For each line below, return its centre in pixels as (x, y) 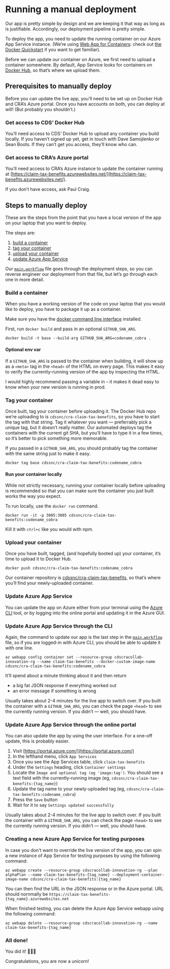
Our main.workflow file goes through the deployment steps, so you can (79, 269)
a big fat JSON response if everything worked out (64, 686)
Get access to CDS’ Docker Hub (45, 122)
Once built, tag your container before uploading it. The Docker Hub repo (81, 411)
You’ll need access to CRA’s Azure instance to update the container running (84, 168)
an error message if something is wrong (54, 691)
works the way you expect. (33, 496)
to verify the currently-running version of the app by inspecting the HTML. (83, 372)
